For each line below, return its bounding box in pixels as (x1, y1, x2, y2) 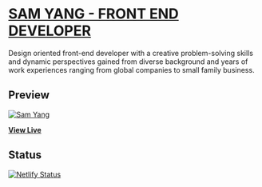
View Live (8, 125, 42, 134)
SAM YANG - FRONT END (8, 5, 180, 23)
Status (8, 149, 42, 162)
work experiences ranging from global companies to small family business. (8, 65, 255, 74)
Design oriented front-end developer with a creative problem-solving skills (8, 48, 254, 58)
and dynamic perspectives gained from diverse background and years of (8, 57, 248, 66)
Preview (8, 89, 50, 102)
